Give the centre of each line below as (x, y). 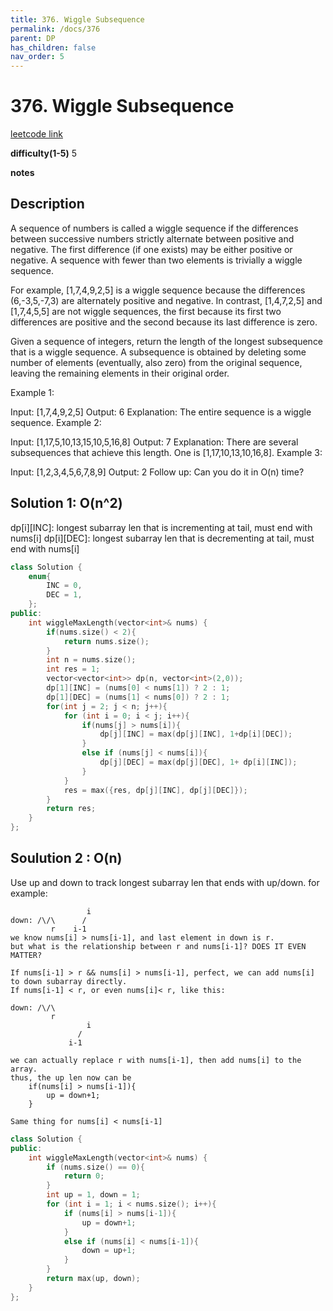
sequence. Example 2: (56, 422)
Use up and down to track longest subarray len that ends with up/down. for (165, 882)
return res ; (71, 809)
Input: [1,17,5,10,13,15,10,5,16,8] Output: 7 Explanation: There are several (154, 442)
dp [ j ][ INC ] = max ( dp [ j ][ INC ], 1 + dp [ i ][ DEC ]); (196, 734)
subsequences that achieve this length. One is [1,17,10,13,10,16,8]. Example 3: (166, 452)
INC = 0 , (64, 586)
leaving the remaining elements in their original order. (120, 373)
